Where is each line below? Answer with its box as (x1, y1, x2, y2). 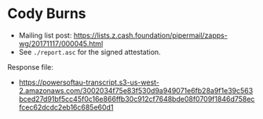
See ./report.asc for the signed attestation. (18, 47, 162, 56)
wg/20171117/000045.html (18, 38, 104, 48)
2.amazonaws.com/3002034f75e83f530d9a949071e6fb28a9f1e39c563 (18, 85, 254, 95)
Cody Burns (7, 5, 86, 23)
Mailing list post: (18, 31, 72, 40)
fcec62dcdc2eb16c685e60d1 (18, 103, 114, 112)
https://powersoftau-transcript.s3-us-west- (18, 78, 160, 87)
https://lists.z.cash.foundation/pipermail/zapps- (73, 31, 228, 40)
